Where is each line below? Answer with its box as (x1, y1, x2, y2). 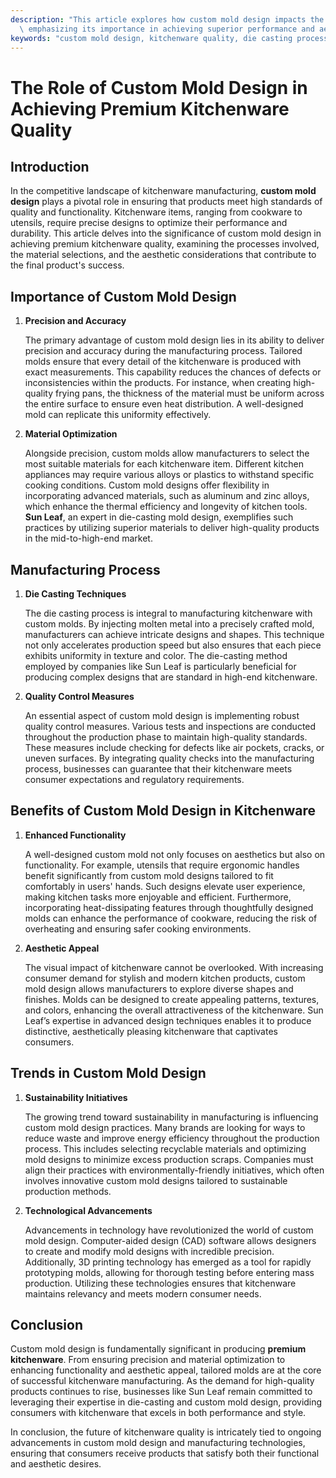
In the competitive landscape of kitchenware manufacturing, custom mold (10, 185, 317, 197)
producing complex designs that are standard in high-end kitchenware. (24, 671, 318, 683)
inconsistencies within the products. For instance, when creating (24, 377, 292, 389)
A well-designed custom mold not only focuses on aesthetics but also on (24, 848, 326, 860)
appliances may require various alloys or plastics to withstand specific (24, 469, 315, 481)
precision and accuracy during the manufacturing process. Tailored (24, 345, 303, 357)
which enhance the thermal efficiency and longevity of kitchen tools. (24, 501, 308, 513)
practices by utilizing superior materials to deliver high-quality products (24, 522, 320, 534)
